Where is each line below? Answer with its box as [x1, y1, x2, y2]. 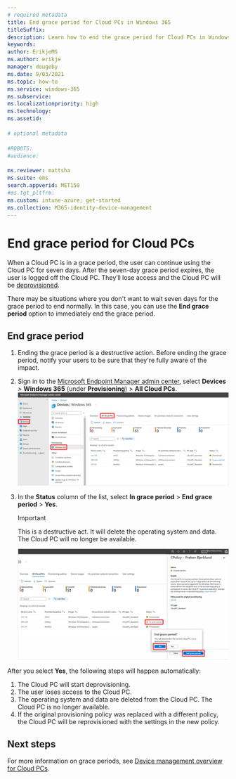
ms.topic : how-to [7, 78, 58, 85]
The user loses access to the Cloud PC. [17, 688, 132, 696]
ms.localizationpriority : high [7, 101, 99, 108]
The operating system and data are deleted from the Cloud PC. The [17, 695, 213, 704]
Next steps [7, 738, 56, 750]
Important [17, 514, 46, 522]
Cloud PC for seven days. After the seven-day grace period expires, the [7, 266, 215, 274]
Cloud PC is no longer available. [17, 703, 110, 712]
